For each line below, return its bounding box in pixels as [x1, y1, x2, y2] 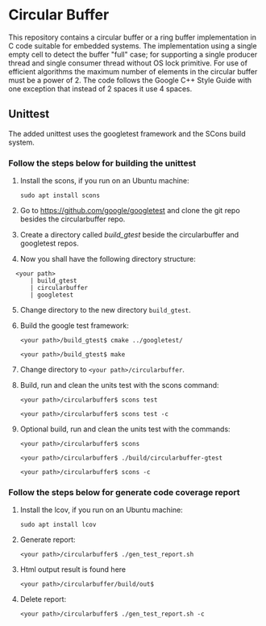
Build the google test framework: [19, 321, 129, 330]
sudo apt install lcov [19, 521, 97, 529]
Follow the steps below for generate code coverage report [8, 486, 240, 498]
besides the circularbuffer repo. [19, 214, 126, 224]
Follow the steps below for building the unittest [8, 158, 197, 169]
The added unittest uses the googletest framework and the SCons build [8, 128, 246, 138]
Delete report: [19, 594, 67, 604]
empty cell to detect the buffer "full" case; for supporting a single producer [8, 49, 258, 59]
